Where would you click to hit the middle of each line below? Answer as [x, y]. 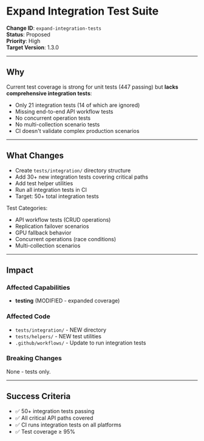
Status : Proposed [28, 34]
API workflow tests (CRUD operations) [63, 219]
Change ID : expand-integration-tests [54, 28]
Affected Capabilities [38, 287]
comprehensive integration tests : [49, 93]
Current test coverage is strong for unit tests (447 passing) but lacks [92, 87]
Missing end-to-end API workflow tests [64, 111]
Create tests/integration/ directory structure [73, 170]
